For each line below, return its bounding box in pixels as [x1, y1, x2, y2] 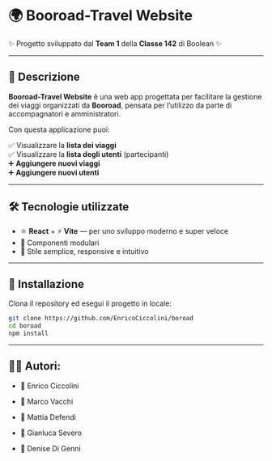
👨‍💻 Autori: [8, 359, 62, 373]
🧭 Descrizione [8, 70, 81, 84]
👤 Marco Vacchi [19, 396, 74, 406]
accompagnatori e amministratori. [8, 108, 121, 118]
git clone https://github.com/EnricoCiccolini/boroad [8, 315, 194, 323]
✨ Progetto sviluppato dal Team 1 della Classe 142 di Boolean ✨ [8, 38, 223, 49]
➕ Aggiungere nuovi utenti [8, 167, 100, 177]
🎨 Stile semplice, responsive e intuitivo [19, 246, 149, 256]
